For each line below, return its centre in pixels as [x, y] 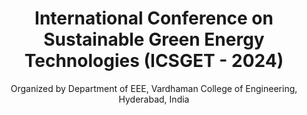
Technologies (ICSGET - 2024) [154, 61]
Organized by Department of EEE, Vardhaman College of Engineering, [154, 88]
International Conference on [154, 18]
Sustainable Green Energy [154, 39]
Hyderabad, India [154, 99]
